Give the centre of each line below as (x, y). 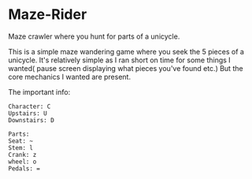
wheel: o (22, 162)
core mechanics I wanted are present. (70, 76)
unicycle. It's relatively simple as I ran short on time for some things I (119, 60)
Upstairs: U (28, 113)
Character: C (30, 106)
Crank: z (22, 155)
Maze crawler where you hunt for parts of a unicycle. (94, 36)
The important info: (39, 91)
